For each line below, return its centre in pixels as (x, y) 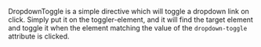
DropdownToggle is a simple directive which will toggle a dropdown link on (129, 11)
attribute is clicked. (39, 36)
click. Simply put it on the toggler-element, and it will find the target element (130, 20)
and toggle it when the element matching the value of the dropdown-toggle (128, 28)
